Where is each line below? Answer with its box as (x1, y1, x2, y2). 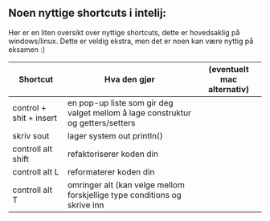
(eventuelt (208, 63, 249, 74)
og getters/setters (67, 117, 136, 128)
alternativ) (207, 83, 249, 94)
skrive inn (67, 199, 104, 211)
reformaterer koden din (67, 166, 155, 177)
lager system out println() (67, 130, 163, 141)
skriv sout (12, 130, 50, 141)
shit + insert (12, 112, 58, 123)
